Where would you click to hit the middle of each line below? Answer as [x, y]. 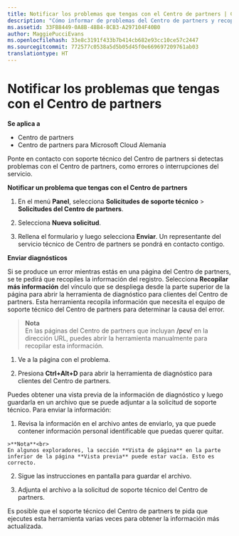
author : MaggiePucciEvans [46, 34]
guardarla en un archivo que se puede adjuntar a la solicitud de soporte [112, 402]
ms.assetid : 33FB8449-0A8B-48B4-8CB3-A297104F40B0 [84, 27]
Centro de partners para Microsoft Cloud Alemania [92, 145]
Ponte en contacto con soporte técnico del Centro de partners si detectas [116, 159]
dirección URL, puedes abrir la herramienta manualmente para [116, 338]
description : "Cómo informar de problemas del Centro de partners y [111, 21]
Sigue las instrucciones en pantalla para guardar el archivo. [105, 476]
